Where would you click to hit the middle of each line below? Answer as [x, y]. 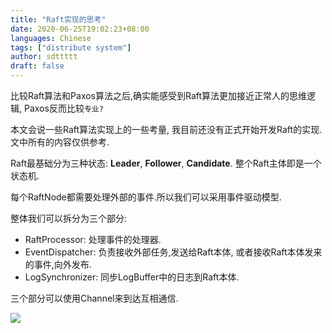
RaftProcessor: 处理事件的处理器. [93, 239]
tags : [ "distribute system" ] [71, 47]
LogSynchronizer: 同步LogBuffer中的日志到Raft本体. [132, 277]
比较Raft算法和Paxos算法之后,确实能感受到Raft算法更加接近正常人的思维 [159, 95]
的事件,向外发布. [58, 264]
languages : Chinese [51, 38]
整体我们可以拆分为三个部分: [69, 218]
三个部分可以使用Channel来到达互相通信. [94, 298]
